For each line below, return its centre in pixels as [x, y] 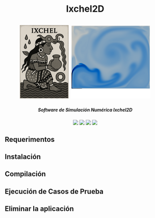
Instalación [23, 156]
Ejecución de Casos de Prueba [54, 191]
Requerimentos [30, 139]
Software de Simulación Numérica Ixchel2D [85, 110]
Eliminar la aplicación [40, 209]
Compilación [25, 174]
